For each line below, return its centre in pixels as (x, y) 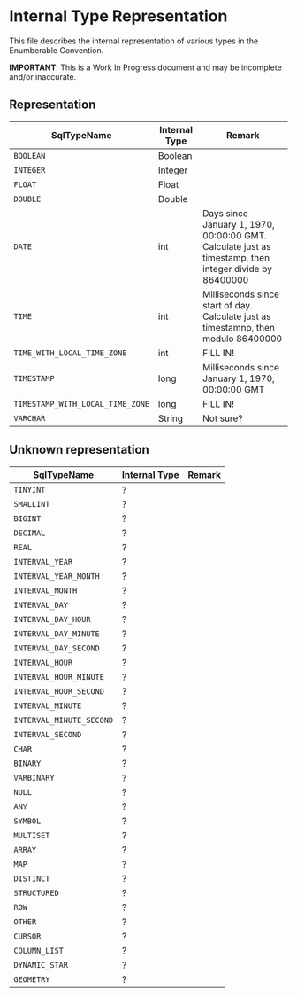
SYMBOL (27, 821)
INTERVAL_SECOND (48, 734)
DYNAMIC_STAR (41, 965)
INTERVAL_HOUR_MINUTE (59, 677)
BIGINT (27, 518)
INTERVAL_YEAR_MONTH (57, 576)
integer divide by (237, 269)
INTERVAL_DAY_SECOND (57, 648)
